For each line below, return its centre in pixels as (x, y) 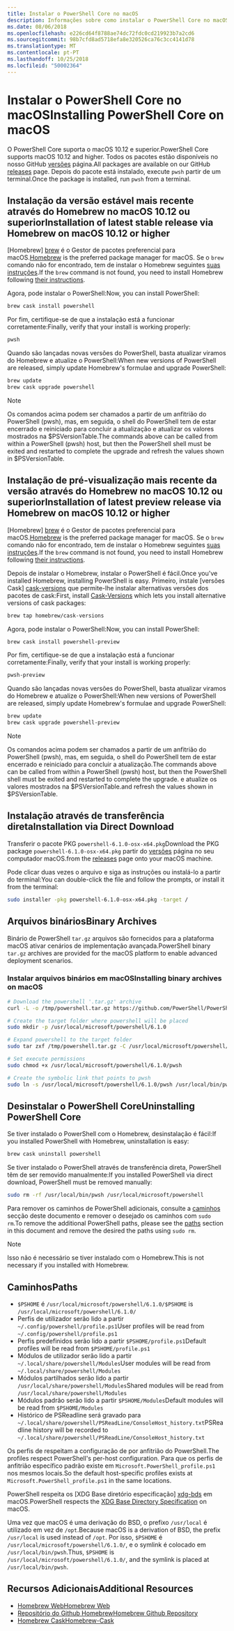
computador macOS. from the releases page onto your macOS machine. (110, 858)
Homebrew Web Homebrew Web (63, 1605)
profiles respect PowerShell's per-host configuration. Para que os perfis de (115, 1458)
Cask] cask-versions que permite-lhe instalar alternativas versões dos (108, 588)
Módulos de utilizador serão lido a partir (75, 1355)
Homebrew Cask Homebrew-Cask (65, 1621)
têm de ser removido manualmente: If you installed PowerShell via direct (110, 1175)
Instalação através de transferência (86, 816)
